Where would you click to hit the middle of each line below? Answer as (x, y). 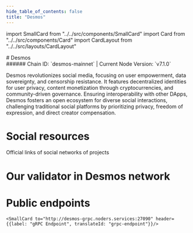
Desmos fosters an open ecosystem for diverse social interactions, (87, 100)
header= (165, 219)
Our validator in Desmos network (88, 176)
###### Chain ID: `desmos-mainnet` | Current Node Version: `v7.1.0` (89, 64)
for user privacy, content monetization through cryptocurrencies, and (90, 87)
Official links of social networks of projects (58, 153)
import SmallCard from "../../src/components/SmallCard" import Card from (96, 33)
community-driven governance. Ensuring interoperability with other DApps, (97, 94)
